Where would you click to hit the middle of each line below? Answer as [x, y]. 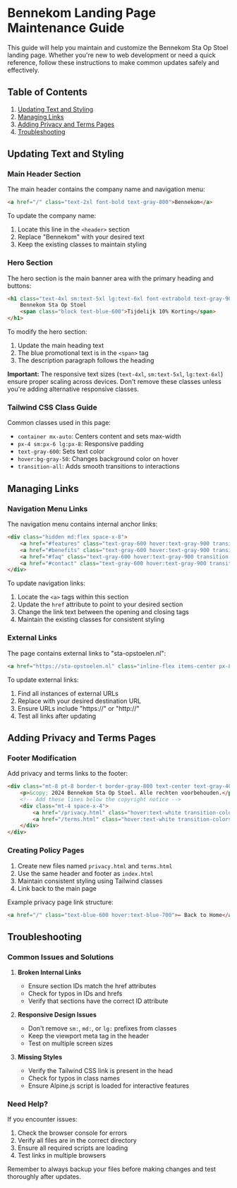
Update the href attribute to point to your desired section [100, 604]
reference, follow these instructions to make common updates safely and [114, 62]
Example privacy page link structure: [61, 902]
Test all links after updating [57, 716]
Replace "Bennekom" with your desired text [81, 237]
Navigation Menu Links [48, 508]
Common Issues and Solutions [61, 956]
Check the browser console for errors [72, 1133]
